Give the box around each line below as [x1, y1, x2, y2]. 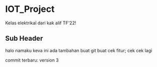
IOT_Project [5, 3, 55, 15]
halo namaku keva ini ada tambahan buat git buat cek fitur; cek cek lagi [5, 47, 152, 53]
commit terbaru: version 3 [5, 57, 59, 63]
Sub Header [5, 34, 43, 43]
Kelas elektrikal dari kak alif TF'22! [5, 20, 76, 26]
